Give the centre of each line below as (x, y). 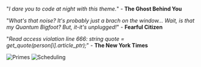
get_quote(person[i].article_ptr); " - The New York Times (77, 45)
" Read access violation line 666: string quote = (65, 39)
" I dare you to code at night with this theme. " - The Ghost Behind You (94, 9)
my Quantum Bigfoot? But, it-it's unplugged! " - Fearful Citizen (85, 27)
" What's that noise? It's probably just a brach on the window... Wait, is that (100, 20)
